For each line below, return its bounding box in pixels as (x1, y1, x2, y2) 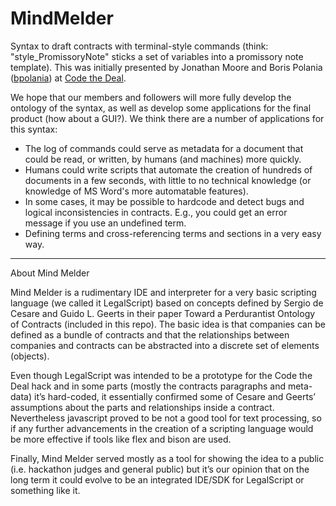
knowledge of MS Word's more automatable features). (24, 185, 249, 197)
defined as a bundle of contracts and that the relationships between (10, 328, 290, 341)
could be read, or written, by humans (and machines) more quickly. (24, 153, 302, 165)
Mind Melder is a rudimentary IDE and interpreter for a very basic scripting (10, 286, 317, 298)
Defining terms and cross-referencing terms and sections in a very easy (24, 227, 322, 239)
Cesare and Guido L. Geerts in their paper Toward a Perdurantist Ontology (10, 307, 316, 319)
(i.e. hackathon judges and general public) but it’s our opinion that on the (10, 463, 310, 475)
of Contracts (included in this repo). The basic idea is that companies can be (10, 318, 326, 330)
